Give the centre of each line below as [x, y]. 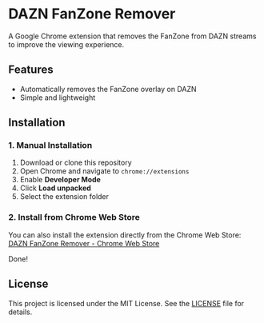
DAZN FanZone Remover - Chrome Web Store [84, 243]
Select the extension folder [64, 197]
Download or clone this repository [76, 163]
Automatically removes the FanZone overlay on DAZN [108, 89]
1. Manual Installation [50, 146]
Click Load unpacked [56, 188]
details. [20, 312]
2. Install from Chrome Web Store [74, 217]
